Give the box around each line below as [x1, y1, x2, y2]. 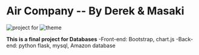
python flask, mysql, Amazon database [18, 42, 116, 49]
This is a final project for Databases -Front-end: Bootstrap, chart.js [6, 35, 175, 42]
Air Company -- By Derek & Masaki [6, 4, 184, 18]
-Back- [175, 35, 194, 42]
